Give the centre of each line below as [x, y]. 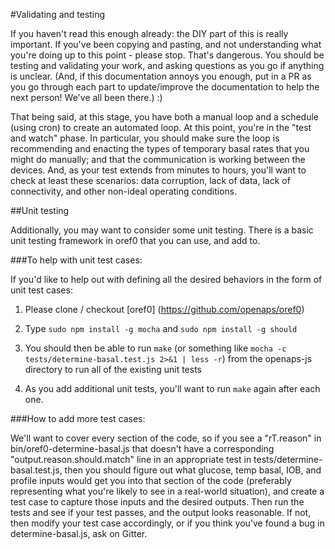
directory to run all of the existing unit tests [113, 369]
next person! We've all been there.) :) [86, 97]
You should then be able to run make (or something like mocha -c [155, 348]
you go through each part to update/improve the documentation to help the [165, 87]
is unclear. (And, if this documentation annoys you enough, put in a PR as [161, 76]
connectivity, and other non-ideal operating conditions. [124, 191]
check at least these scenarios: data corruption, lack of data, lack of [150, 180]
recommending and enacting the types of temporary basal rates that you [160, 148]
